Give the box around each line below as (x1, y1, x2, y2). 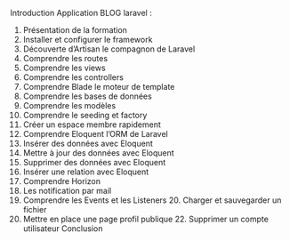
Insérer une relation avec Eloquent (22, 166, 149, 177)
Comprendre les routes (22, 53, 109, 63)
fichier (22, 205, 47, 214)
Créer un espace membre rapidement (22, 119, 161, 130)
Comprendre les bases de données (22, 91, 152, 101)
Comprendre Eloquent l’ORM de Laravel (22, 129, 168, 139)
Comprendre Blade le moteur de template (22, 82, 175, 92)
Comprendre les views (22, 62, 106, 73)
